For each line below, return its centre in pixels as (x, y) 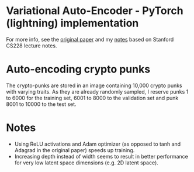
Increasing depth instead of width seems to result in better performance (101, 156)
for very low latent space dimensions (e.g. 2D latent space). (86, 163)
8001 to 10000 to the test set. (41, 104)
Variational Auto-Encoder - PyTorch (95, 11)
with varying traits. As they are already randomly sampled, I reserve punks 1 (97, 91)
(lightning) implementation (72, 23)
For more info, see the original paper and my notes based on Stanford (90, 39)
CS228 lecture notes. (32, 46)
